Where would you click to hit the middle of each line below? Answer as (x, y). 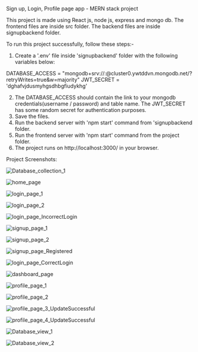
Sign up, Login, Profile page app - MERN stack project (72, 9)
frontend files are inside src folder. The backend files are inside (83, 26)
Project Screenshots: (32, 159)
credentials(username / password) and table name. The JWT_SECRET (100, 104)
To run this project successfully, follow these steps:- (70, 44)
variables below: (35, 62)
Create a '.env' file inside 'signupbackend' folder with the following (96, 55)
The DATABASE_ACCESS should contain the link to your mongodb (95, 97)
